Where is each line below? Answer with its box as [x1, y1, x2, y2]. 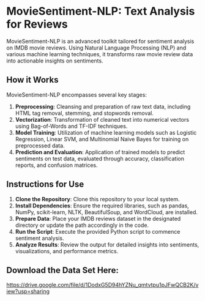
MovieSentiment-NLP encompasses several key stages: [6, 91, 147, 98]
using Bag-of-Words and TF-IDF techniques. [15, 122, 128, 130]
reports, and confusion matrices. [15, 161, 98, 169]
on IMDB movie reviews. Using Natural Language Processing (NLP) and [6, 44, 187, 51]
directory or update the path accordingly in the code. [15, 221, 149, 229]
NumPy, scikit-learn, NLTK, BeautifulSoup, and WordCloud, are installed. [15, 208, 198, 215]
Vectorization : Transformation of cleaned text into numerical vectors [15, 116, 190, 123]
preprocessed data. [15, 142, 65, 149]
